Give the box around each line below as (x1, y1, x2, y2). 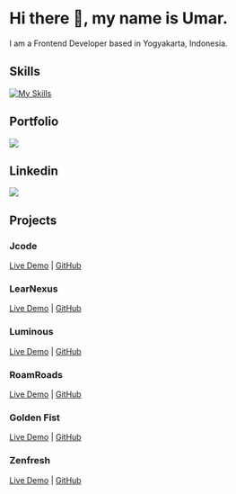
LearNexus (9, 283, 58, 295)
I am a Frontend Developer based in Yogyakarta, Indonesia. (9, 38, 228, 49)
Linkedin (9, 163, 58, 178)
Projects (9, 212, 57, 228)
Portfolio (9, 114, 59, 130)
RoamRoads (9, 368, 63, 381)
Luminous (9, 326, 54, 338)
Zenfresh (9, 454, 51, 467)
